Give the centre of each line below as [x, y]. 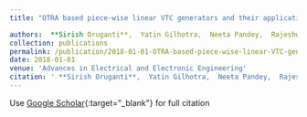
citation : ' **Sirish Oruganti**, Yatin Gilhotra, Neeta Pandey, [141, 77]
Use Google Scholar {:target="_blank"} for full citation [110, 102]
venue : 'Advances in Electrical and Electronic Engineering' [128, 69]
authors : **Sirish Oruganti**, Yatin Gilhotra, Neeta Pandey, [136, 34]
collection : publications [58, 43]
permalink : [30, 51]
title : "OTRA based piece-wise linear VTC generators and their [134, 18]
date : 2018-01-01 [42, 60]
